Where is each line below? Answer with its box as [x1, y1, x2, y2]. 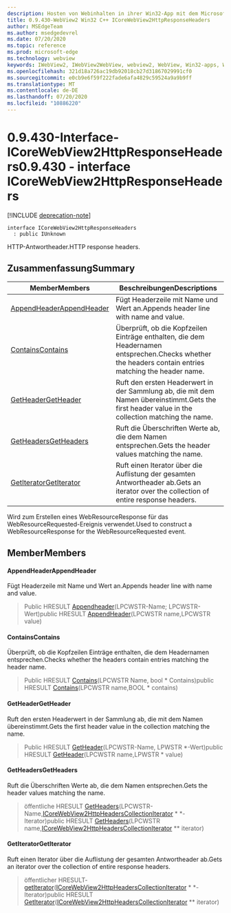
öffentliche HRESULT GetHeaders [23, 802, 119, 810]
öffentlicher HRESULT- [23, 876, 88, 884]
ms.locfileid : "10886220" [7, 100, 81, 107]
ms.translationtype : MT [7, 81, 76, 88]
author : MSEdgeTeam [7, 23, 63, 30]
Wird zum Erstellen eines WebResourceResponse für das [7, 512, 168, 521]
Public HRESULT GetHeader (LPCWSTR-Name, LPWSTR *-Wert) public [23, 743, 223, 751]
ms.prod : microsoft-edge [7, 49, 78, 56]
